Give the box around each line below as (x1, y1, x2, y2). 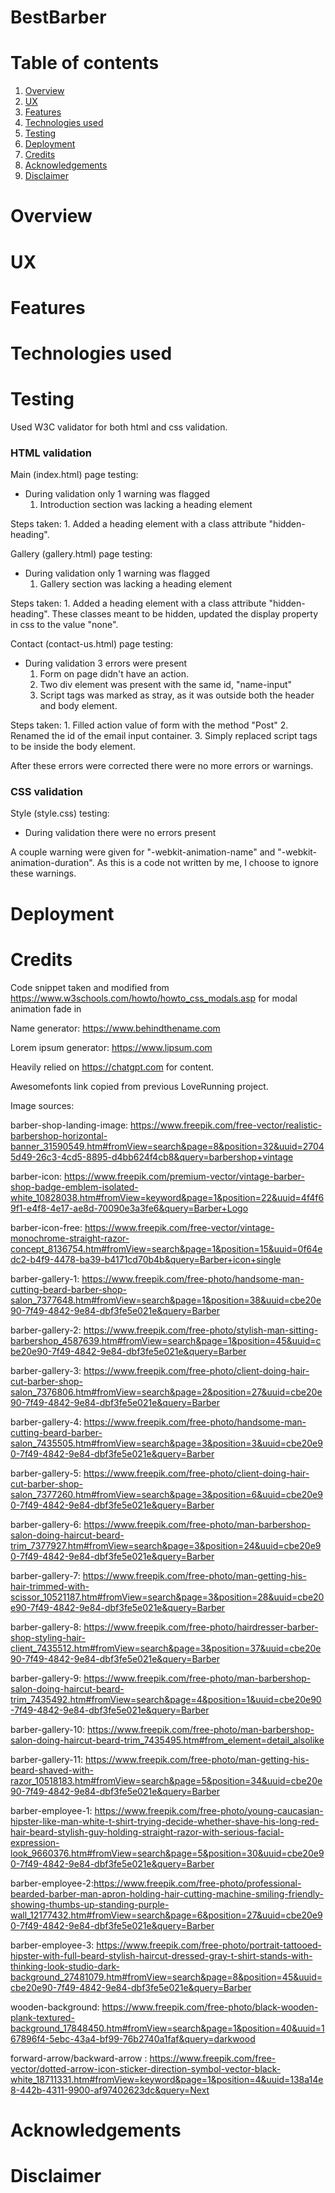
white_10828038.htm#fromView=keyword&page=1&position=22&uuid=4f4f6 (10, 1191, 325, 1203)
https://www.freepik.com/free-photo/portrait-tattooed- (96, 1939, 323, 1951)
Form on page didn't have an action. (39, 668, 189, 680)
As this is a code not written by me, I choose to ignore (96, 857, 320, 869)
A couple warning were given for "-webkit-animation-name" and (10, 846, 276, 858)
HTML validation (10, 446, 92, 460)
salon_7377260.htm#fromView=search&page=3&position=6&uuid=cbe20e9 (10, 1488, 323, 1500)
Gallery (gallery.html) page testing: (10, 548, 153, 560)
